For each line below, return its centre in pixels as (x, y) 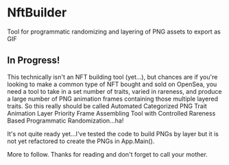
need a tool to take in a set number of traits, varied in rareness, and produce (114, 91)
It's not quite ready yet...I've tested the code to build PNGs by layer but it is (113, 134)
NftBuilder (37, 13)
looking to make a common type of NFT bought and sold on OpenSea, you (112, 84)
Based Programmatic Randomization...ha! (65, 120)
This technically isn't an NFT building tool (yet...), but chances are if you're (112, 77)
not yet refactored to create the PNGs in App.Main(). (81, 141)
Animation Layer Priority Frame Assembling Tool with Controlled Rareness (111, 113)
